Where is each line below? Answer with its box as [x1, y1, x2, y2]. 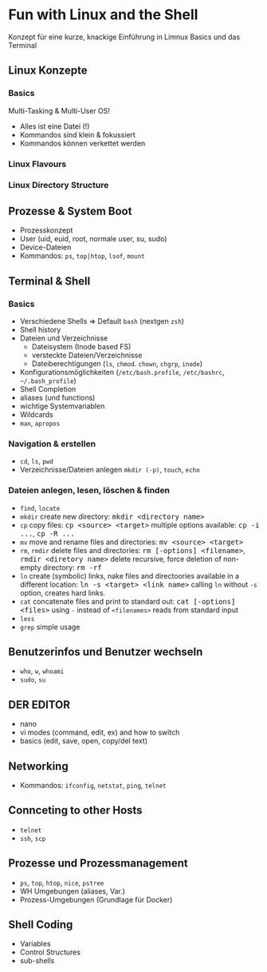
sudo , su [19, 675, 46, 684]
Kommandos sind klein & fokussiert [19, 129, 135, 139]
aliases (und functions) [19, 392, 96, 402]
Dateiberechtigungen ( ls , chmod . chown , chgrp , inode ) [31, 358, 203, 368]
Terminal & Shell [8, 274, 91, 288]
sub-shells [19, 956, 55, 966]
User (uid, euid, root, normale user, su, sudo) [19, 234, 167, 244]
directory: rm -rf [42, 562, 102, 572]
